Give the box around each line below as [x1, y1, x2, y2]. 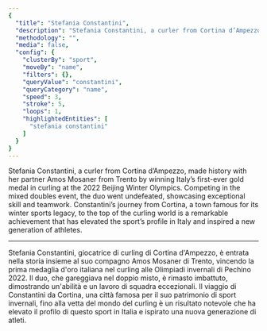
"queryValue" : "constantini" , [22, 78, 123, 86]
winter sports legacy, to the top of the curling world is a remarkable [8, 208, 229, 218]
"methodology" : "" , [15, 33, 80, 42]
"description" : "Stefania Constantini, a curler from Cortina [15, 26, 226, 34]
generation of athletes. [8, 225, 83, 235]
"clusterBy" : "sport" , [22, 56, 98, 64]
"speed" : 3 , [22, 93, 62, 101]
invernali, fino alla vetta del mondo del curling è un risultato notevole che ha [8, 298, 257, 308]
